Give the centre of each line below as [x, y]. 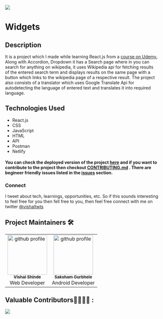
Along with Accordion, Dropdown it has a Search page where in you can [77, 62]
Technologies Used [35, 108]
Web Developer [27, 282]
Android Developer [73, 282]
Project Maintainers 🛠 [39, 223]
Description [23, 45]
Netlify [19, 151]
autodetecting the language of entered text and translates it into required [78, 88]
